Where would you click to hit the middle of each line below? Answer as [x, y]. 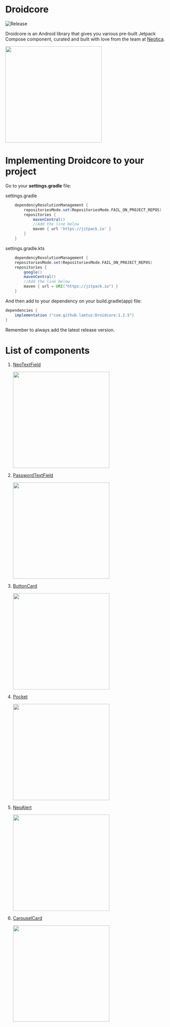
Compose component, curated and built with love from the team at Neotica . [85, 39]
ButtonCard [25, 586]
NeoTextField [27, 365]
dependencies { [22, 310]
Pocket [20, 697]
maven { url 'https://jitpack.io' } [72, 229]
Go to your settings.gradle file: [38, 185]
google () [33, 272]
